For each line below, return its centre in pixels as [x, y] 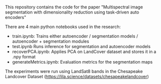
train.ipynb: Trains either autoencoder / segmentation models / [75, 36]
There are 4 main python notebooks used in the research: [63, 27]
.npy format [24, 57]
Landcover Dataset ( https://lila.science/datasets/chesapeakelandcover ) [77, 76]
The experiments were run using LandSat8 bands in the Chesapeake [74, 71]
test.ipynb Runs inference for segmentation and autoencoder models [81, 46]
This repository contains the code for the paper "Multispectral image [74, 7]
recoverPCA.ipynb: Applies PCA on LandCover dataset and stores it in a [84, 51]
